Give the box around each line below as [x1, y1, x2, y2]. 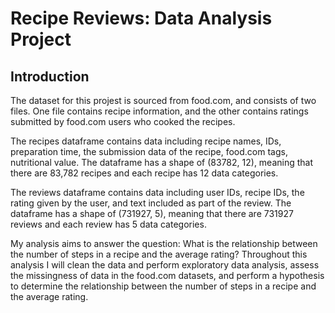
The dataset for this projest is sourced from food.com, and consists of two [10, 95, 317, 106]
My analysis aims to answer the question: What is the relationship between [10, 238, 318, 249]
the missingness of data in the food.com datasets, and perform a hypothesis [10, 270, 325, 281]
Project [10, 28, 72, 51]
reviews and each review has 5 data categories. [10, 218, 207, 230]
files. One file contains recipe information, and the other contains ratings [10, 105, 309, 117]
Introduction [10, 68, 90, 85]
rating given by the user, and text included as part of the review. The [10, 197, 292, 209]
